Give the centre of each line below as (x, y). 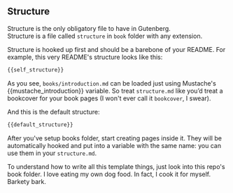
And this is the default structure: (54, 112)
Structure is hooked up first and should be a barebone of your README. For (116, 49)
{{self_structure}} (36, 69)
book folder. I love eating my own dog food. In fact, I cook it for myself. (109, 174)
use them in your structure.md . (52, 153)
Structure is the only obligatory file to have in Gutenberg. (89, 28)
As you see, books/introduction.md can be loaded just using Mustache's (112, 83)
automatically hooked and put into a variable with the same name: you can (114, 145)
